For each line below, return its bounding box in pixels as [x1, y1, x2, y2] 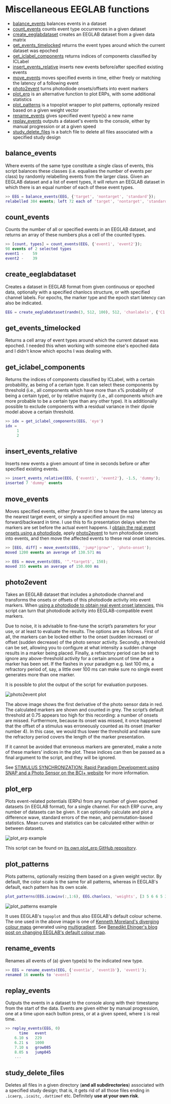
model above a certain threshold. [5, 409, 75, 415]
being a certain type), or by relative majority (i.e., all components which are [5, 392, 163, 399]
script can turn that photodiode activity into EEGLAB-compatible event [5, 608, 153, 614]
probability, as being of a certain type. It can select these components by [5, 382, 159, 388]
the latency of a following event [12, 80, 79, 86]
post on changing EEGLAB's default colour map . [5, 929, 106, 935]
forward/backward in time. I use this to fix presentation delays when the [5, 519, 156, 525]
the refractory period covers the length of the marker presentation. [5, 734, 146, 740]
